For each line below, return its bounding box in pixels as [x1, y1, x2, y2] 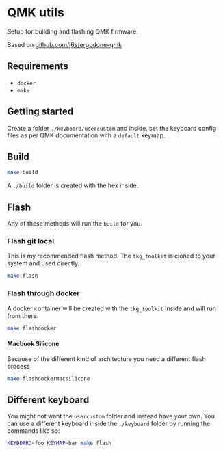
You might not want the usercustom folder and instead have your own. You [7, 412, 215, 421]
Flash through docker [7, 289, 80, 298]
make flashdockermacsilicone [7, 375, 90, 382]
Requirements [7, 60, 68, 72]
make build [7, 169, 38, 176]
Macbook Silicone [7, 340, 60, 347]
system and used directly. [7, 259, 80, 267]
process [7, 362, 30, 370]
